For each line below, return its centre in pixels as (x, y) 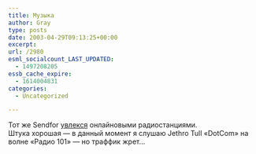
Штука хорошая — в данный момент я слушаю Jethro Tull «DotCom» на (128, 134)
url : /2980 (26, 52)
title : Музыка (32, 15)
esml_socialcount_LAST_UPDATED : (61, 60)
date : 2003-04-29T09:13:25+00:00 (63, 37)
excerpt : (22, 45)
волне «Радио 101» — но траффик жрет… (77, 141)
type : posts (28, 30)
